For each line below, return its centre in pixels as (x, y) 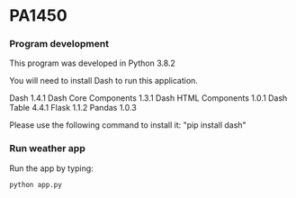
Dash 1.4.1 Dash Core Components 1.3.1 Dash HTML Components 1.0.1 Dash (148, 98)
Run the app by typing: (52, 168)
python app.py (36, 184)
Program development (59, 44)
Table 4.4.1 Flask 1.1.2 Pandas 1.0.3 (73, 108)
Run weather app (47, 148)
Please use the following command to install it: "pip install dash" (128, 125)
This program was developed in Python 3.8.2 (92, 63)
